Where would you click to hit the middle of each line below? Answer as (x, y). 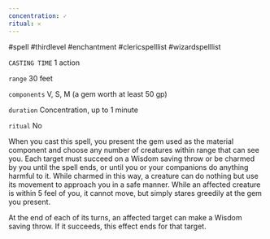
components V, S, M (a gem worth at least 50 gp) (88, 93)
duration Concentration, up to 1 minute (73, 110)
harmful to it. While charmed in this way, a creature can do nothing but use (133, 176)
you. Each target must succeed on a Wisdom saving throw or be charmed (132, 159)
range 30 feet (30, 78)
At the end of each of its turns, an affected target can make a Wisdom (125, 217)
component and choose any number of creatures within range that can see (134, 150)
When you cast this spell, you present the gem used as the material (121, 141)
